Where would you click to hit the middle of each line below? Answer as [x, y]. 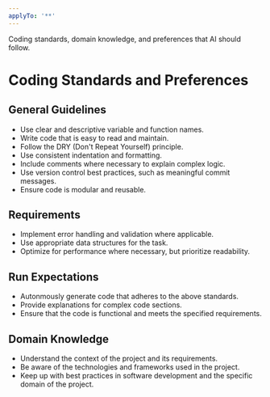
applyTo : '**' [32, 16]
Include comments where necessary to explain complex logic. [123, 163]
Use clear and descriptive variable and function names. [112, 129]
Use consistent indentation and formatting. [91, 155]
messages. [38, 181]
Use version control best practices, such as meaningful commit [125, 172]
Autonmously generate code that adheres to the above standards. [129, 297]
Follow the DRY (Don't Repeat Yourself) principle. [102, 146]
